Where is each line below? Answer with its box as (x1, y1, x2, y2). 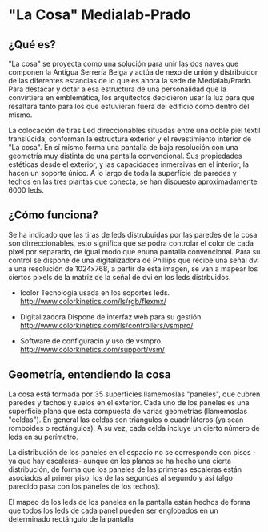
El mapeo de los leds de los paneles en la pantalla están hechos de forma (8, 497, 250, 506)
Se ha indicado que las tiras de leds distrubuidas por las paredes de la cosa (8, 229, 258, 239)
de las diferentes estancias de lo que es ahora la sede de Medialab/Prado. (8, 76, 253, 85)
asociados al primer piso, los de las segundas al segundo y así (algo (8, 473, 234, 482)
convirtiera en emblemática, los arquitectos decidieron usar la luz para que (8, 93, 255, 102)
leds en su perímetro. (8, 432, 78, 441)
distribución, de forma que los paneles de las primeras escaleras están (8, 464, 242, 474)
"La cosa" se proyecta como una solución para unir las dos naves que (8, 59, 239, 68)
